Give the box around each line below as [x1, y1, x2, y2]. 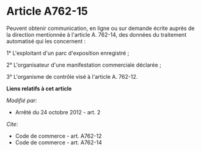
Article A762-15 [6, 4, 89, 18]
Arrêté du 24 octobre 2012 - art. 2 [15, 108, 101, 116]
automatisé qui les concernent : [6, 37, 86, 45]
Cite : [6, 120, 18, 128]
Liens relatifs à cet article [6, 84, 72, 92]
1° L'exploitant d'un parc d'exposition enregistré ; [6, 49, 130, 56]
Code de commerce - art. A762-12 [15, 132, 102, 139]
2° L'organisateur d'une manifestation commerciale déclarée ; [6, 61, 162, 68]
